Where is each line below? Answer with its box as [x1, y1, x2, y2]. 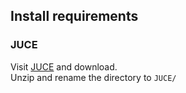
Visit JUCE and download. [10, 60, 118, 73]
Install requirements [10, 8, 139, 25]
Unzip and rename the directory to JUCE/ [10, 71, 177, 83]
